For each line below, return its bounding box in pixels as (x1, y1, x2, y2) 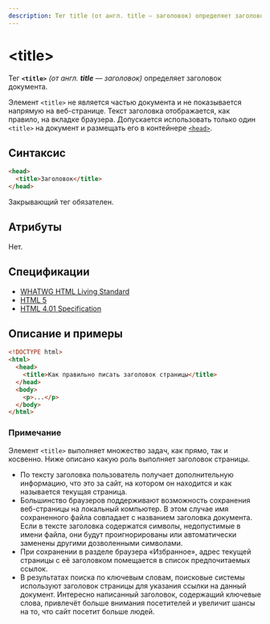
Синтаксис (8, 146, 66, 159)
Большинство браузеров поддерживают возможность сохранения (19, 495, 251, 505)
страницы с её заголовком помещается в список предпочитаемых (19, 555, 251, 564)
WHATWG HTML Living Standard (19, 287, 130, 296)
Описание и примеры (8, 327, 123, 341)
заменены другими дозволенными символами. (19, 538, 183, 548)
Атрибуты (8, 221, 62, 234)
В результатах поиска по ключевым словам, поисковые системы (19, 572, 245, 582)
